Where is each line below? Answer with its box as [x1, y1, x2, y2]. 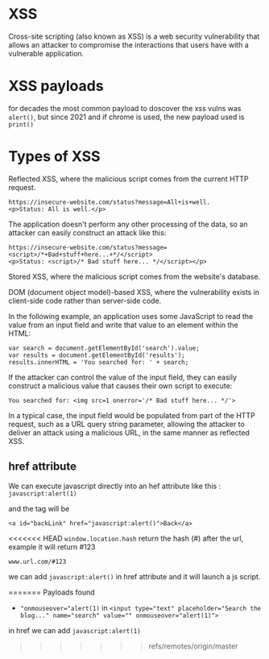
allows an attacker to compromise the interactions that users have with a [8, 39, 250, 49]
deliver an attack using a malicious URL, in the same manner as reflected [8, 428, 250, 437]
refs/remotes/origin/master [148, 641, 238, 651]
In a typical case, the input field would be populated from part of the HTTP [8, 410, 255, 420]
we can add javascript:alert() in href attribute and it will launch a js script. [8, 571, 261, 581]
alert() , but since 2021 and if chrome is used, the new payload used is [8, 112, 245, 122]
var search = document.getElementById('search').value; [8, 344, 200, 352]
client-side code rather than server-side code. [8, 296, 162, 305]
